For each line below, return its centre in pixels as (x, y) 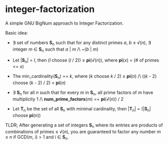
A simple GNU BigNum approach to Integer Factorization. (64, 23)
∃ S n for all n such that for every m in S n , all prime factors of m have (83, 93)
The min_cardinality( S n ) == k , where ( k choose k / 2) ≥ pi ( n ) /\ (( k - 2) (85, 77)
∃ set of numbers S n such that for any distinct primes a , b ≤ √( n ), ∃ (82, 43)
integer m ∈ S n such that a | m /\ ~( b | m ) (55, 50)
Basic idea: (17, 33)
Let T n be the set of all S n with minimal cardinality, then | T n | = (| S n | (82, 109)
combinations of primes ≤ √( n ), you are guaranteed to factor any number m (83, 131)
